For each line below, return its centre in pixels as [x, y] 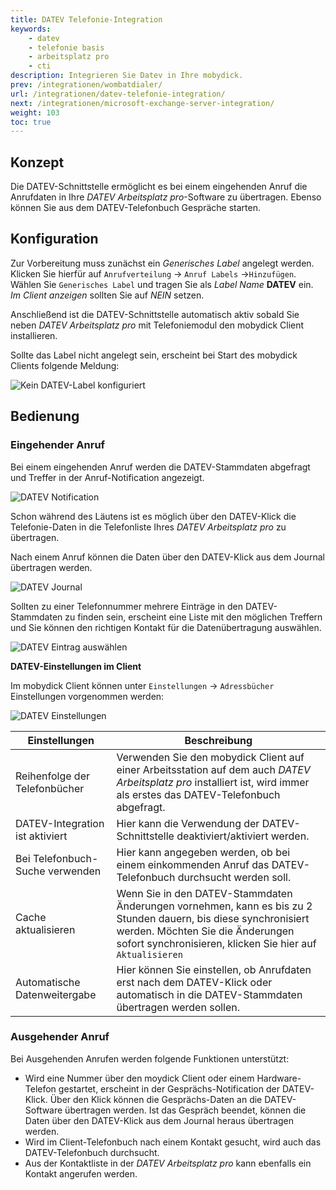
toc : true [31, 122]
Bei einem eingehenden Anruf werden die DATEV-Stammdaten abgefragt [160, 467]
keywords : [31, 29]
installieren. [34, 335]
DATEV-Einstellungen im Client [76, 666]
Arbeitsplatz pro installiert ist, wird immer [213, 782]
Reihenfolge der [53, 776]
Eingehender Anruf [58, 445]
